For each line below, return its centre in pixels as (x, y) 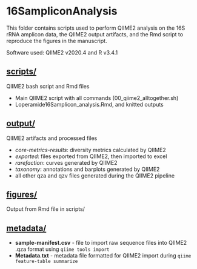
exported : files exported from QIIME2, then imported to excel (91, 156)
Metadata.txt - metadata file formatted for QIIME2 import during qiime (103, 256)
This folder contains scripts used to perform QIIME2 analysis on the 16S (96, 28)
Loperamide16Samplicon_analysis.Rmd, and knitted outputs (89, 104)
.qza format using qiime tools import (62, 249)
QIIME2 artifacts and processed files (52, 138)
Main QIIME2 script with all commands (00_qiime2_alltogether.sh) (97, 98)
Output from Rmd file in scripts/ (45, 209)
